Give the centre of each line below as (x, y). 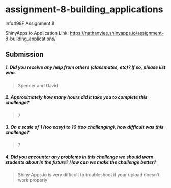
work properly (33, 180)
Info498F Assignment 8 (30, 23)
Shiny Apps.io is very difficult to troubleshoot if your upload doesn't (89, 175)
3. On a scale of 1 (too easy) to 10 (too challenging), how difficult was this (84, 127)
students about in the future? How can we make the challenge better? (81, 162)
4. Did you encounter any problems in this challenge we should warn (79, 157)
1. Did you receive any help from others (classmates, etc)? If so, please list (85, 67)
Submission (25, 54)
